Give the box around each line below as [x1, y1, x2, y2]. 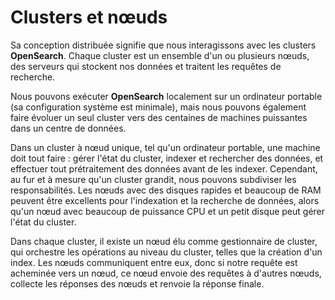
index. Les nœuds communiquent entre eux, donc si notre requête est [10, 256, 298, 268]
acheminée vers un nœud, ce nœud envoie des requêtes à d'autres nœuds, [10, 267, 322, 279]
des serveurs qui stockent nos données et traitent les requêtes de [10, 60, 282, 72]
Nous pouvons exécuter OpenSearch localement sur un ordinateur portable [10, 90, 323, 102]
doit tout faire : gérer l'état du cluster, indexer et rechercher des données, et [10, 152, 324, 164]
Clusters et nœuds [10, 6, 168, 29]
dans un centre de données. [10, 122, 127, 134]
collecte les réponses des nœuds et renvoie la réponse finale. [10, 277, 265, 290]
